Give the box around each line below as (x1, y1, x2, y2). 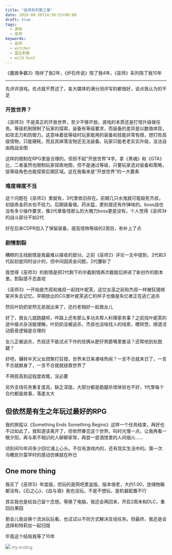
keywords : (5, 36, 27, 42)
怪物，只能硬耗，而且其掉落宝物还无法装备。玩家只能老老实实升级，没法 (9, 138, 162, 144)
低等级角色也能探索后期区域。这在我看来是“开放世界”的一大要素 (5, 168, 140, 175)
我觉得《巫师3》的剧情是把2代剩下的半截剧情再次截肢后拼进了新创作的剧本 (5, 269, 164, 275)
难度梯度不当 (5, 182, 37, 189)
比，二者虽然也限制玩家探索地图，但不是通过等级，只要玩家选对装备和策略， (5, 162, 167, 168)
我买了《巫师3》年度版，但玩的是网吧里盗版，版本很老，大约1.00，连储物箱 (5, 481, 165, 487)
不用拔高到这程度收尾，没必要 (5, 373, 68, 379)
